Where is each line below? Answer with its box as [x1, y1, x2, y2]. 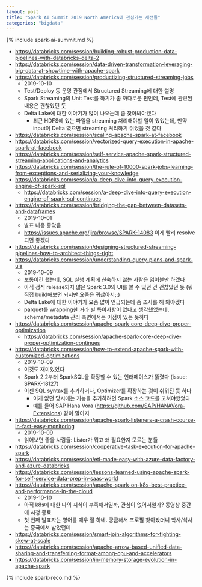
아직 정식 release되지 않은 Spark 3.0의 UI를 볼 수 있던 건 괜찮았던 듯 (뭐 [23, 284, 194, 291]
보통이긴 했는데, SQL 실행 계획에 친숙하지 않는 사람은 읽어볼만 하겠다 [23, 276, 185, 283]
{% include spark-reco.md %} [6, 574, 81, 582]
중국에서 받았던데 [30, 524, 71, 531]
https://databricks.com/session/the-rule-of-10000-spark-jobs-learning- [14, 163, 194, 171]
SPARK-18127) [23, 380, 59, 388]
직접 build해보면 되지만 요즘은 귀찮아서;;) [23, 291, 120, 298]
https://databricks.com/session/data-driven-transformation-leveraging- [14, 61, 193, 68]
